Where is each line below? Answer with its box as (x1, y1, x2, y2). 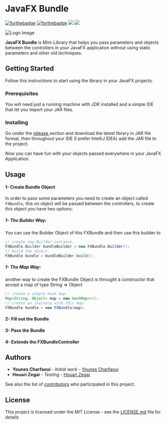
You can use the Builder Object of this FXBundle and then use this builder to (5, 229, 161, 235)
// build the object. (5, 248, 50, 254)
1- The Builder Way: (5, 217, 47, 223)
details (5, 414, 19, 421)
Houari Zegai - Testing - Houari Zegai (12, 372, 90, 378)
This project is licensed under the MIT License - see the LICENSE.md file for (5, 409, 161, 415)
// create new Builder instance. (5, 239, 75, 244)
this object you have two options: (5, 206, 73, 212)
